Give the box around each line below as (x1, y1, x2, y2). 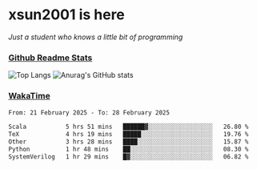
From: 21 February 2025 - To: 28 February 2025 (8, 108, 171, 117)
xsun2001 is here (8, 6, 126, 24)
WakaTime (8, 91, 50, 102)
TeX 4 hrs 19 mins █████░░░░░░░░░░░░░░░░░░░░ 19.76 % (8, 131, 249, 139)
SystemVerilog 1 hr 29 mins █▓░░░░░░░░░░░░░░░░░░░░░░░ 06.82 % (8, 152, 249, 161)
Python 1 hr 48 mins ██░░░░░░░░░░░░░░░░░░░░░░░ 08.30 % (8, 146, 249, 154)
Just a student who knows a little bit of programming (8, 32, 183, 42)
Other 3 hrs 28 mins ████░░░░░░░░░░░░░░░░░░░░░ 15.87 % (8, 138, 249, 146)
